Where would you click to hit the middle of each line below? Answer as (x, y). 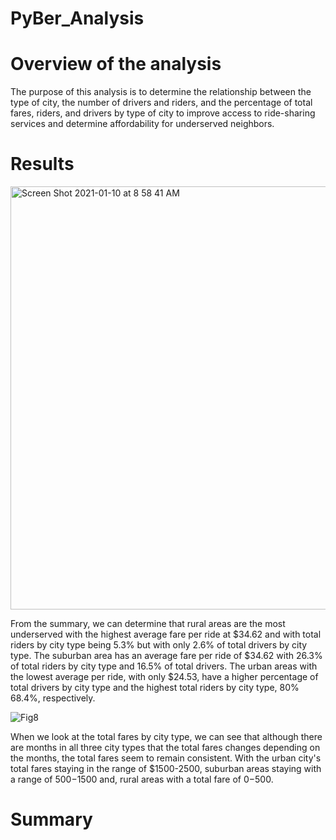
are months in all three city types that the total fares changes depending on (165, 748)
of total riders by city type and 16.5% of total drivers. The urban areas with (164, 666)
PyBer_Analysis (77, 18)
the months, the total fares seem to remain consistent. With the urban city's (166, 758)
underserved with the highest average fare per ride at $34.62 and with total (166, 634)
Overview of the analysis (116, 64)
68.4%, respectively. (53, 698)
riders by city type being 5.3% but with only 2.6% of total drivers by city (159, 645)
